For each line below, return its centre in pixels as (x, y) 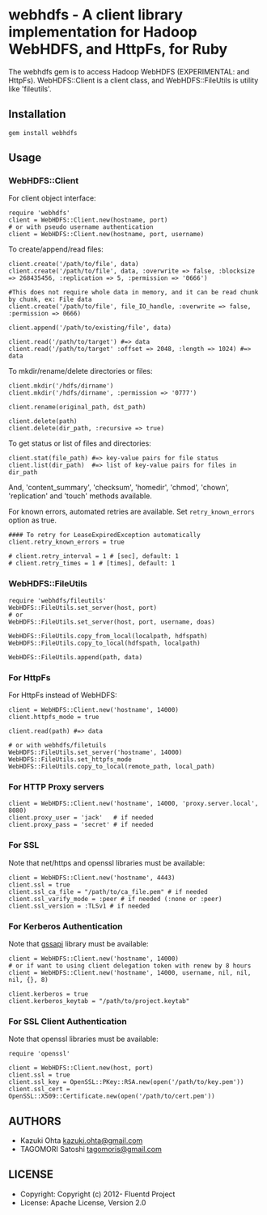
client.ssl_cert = (39, 1090)
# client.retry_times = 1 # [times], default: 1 (92, 564)
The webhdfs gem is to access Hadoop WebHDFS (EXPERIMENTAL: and (129, 71)
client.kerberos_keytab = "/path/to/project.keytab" (99, 1001)
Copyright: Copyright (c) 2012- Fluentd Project (97, 1194)
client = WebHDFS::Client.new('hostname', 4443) (92, 878)
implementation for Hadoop (103, 32)
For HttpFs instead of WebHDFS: (63, 695)
